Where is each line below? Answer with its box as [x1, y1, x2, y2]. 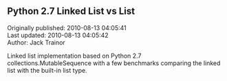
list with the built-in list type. [7, 66, 87, 74]
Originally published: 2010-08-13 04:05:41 [7, 23, 127, 32]
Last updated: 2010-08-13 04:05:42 [7, 31, 109, 39]
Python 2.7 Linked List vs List [7, 5, 136, 17]
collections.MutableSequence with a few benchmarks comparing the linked [7, 58, 221, 67]
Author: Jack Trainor [7, 38, 65, 47]
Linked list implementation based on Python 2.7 [7, 51, 142, 60]
